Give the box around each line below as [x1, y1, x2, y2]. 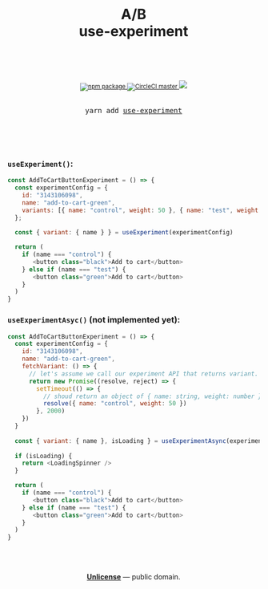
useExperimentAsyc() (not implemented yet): [7, 315, 181, 326]
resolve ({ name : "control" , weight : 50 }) [42, 400, 187, 408]
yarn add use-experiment [85, 106, 182, 115]
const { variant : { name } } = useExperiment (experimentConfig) [14, 229, 234, 237]
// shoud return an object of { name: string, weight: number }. [42, 392, 266, 400]
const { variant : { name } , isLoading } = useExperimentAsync [14, 437, 226, 445]
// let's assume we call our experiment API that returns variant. [28, 369, 259, 378]
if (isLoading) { [14, 452, 73, 460]
